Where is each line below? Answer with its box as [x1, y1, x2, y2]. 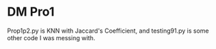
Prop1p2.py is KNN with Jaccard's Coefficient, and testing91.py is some [7, 27, 209, 35]
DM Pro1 [7, 4, 55, 20]
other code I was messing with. [7, 33, 96, 42]
